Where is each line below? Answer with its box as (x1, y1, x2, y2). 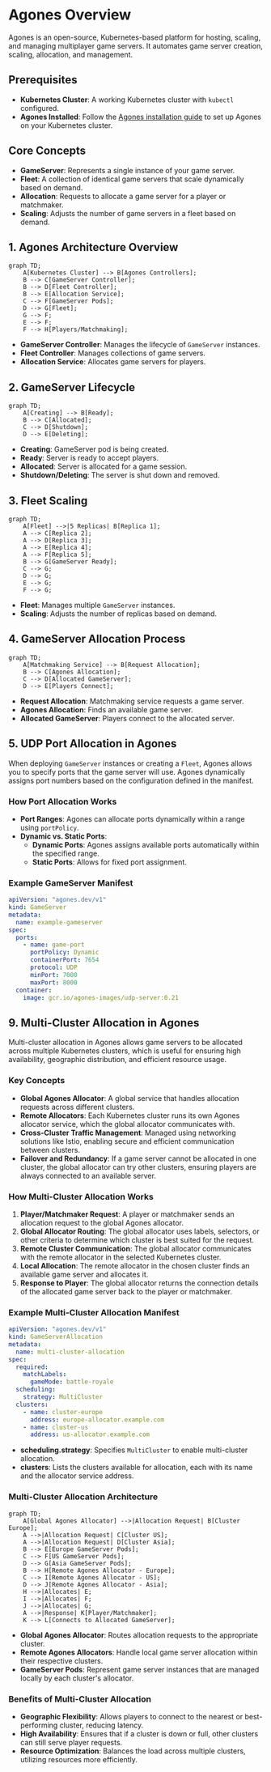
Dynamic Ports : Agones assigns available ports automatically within (32, 839, 260, 849)
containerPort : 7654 (29, 956, 100, 964)
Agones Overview (8, 6, 132, 24)
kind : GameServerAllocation (8, 1333, 104, 1341)
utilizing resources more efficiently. (19, 1754, 138, 1764)
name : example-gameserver (15, 918, 104, 926)
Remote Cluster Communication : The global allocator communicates (19, 1243, 252, 1253)
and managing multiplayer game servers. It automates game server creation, (8, 40, 263, 50)
